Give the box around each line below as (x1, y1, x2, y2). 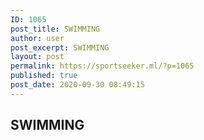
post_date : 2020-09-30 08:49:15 (10, 80, 145, 90)
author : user (10, 33, 65, 43)
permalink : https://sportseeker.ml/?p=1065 (10, 61, 195, 71)
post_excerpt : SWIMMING (10, 42, 110, 53)
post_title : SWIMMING (10, 24, 101, 34)
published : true (10, 71, 78, 81)
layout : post (10, 52, 65, 62)
